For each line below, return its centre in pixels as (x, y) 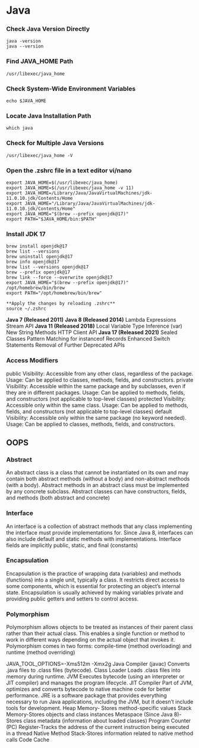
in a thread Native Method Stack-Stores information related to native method (100, 733)
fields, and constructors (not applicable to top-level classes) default (89, 411)
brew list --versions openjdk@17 (48, 267)
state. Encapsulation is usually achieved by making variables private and (95, 592)
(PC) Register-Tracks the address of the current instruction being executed (98, 727)
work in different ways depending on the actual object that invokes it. (91, 640)
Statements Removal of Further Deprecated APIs (66, 345)
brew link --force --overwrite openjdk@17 (59, 278)
